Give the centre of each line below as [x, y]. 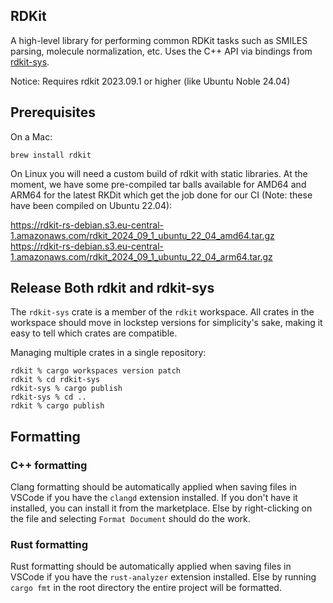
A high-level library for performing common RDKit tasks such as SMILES [159, 40]
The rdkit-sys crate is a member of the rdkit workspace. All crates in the [162, 312]
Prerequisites [53, 112]
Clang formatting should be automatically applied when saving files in [153, 487]
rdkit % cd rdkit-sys [55, 380]
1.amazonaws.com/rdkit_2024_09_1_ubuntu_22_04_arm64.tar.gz [141, 256]
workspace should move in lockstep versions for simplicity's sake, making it [166, 323]
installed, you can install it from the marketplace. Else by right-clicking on [161, 508]
